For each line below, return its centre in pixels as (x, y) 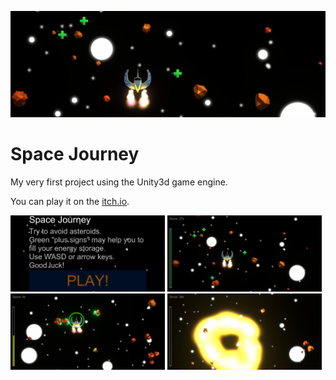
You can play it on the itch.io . (70, 202)
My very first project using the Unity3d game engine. (119, 182)
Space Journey (75, 154)
